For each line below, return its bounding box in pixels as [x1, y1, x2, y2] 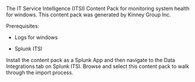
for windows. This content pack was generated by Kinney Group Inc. [6, 11, 171, 18]
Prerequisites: [6, 23, 40, 29]
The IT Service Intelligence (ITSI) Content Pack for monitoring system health [6, 5, 190, 12]
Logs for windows [14, 34, 58, 40]
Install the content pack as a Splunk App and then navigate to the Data [6, 57, 175, 63]
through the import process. [6, 69, 74, 76]
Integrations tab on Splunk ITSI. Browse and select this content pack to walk [6, 63, 190, 70]
